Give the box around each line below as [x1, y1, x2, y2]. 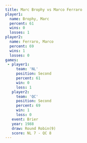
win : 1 [16, 108, 29, 113]
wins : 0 [9, 26, 26, 30]
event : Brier [11, 116, 38, 122]
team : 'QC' [16, 94, 38, 99]
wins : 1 [9, 48, 26, 53]
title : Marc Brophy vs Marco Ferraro [5, 7, 83, 12]
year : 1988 [11, 121, 34, 126]
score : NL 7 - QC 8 [11, 131, 52, 136]
